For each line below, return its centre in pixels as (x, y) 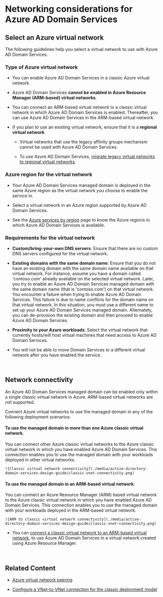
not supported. (20, 402)
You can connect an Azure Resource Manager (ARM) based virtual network (81, 495)
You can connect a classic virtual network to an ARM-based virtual (79, 533)
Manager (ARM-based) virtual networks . (54, 98)
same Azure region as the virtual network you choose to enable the (80, 190)
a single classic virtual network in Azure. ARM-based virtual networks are (79, 397)
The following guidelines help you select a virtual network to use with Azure (81, 49)
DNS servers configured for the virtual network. (60, 253)
